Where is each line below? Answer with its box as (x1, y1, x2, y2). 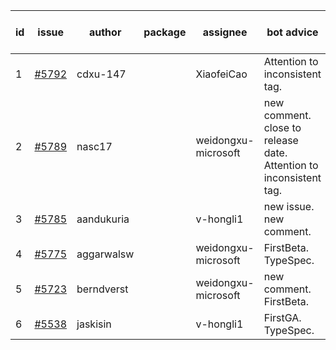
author (88, 25, 122, 39)
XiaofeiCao (195, 67, 248, 81)
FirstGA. (263, 311, 302, 324)
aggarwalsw (76, 247, 135, 261)
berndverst (76, 282, 129, 296)
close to (263, 121, 302, 134)
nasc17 (76, 140, 113, 153)
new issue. (263, 200, 315, 213)
